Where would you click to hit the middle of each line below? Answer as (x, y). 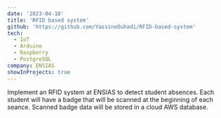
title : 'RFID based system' (48, 20)
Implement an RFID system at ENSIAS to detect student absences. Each (111, 92)
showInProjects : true (39, 72)
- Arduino (28, 46)
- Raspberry (31, 53)
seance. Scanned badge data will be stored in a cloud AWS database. (108, 107)
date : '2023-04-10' (36, 14)
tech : (15, 33)
